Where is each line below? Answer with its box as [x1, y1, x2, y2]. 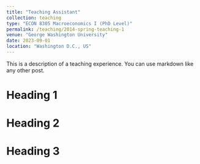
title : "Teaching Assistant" [6, 9, 81, 15]
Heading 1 [6, 88, 58, 102]
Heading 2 [6, 116, 60, 130]
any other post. [6, 66, 45, 74]
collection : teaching [6, 15, 62, 21]
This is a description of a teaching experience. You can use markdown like [6, 60, 194, 68]
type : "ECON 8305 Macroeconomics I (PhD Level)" [6, 20, 133, 26]
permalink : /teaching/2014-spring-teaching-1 [6, 26, 124, 33]
